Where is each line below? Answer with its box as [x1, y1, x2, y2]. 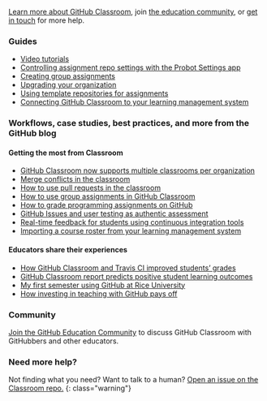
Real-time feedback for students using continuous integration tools [19, 218, 244, 227]
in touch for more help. [8, 15, 85, 25]
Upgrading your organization [19, 80, 117, 90]
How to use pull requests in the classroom [19, 183, 161, 193]
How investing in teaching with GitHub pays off [19, 288, 178, 299]
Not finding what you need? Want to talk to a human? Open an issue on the [8, 375, 259, 385]
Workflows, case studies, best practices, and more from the [8, 118, 250, 129]
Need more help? [8, 356, 77, 368]
